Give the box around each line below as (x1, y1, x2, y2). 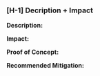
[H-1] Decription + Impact (6, 6, 94, 15)
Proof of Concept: (6, 48, 59, 57)
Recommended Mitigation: (6, 61, 84, 70)
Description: (6, 21, 43, 30)
